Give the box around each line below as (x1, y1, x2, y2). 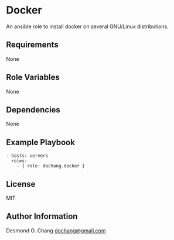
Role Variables (6, 73, 60, 83)
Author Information (6, 211, 78, 221)
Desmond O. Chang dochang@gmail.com (6, 227, 106, 234)
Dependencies (6, 105, 60, 115)
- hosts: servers (6, 153, 49, 159)
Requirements (6, 40, 59, 50)
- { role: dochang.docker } (16, 163, 85, 169)
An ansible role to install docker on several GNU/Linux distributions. (6, 23, 169, 30)
